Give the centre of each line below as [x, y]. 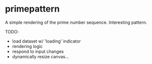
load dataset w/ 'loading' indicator [47, 41]
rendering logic [27, 46]
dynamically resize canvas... [40, 56]
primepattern [32, 9]
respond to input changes [38, 51]
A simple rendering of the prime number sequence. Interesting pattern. [76, 22]
